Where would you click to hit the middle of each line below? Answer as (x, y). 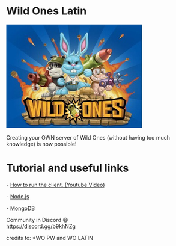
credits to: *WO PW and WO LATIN (50, 238)
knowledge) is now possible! (41, 144)
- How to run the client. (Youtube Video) (56, 185)
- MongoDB (20, 208)
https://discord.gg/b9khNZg (41, 226)
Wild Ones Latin (47, 11)
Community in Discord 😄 (37, 220)
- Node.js (18, 196)
